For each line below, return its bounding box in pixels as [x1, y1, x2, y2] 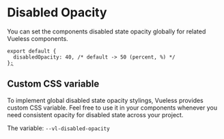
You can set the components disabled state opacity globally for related [7, 27, 206, 35]
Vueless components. [7, 34, 68, 42]
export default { [7, 48, 57, 55]
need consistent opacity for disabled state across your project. [7, 110, 184, 119]
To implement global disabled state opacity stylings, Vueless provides [7, 96, 204, 104]
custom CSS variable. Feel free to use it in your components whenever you [7, 104, 218, 112]
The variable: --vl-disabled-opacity [7, 124, 111, 132]
